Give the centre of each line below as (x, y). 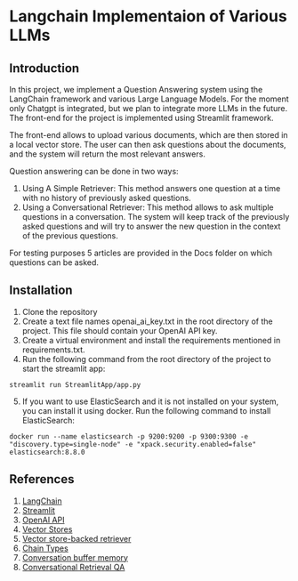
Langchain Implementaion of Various (148, 16)
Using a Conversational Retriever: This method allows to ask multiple (148, 207)
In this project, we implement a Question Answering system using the (136, 89)
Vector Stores (47, 529)
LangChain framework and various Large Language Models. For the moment (149, 99)
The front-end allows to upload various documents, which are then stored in (149, 135)
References (42, 479)
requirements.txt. (54, 350)
